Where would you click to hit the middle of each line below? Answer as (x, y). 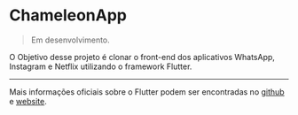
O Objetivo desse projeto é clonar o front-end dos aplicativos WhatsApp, (142, 57)
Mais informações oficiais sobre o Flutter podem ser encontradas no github (147, 92)
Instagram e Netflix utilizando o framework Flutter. (101, 66)
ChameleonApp (68, 15)
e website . (28, 101)
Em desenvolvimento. (71, 40)
